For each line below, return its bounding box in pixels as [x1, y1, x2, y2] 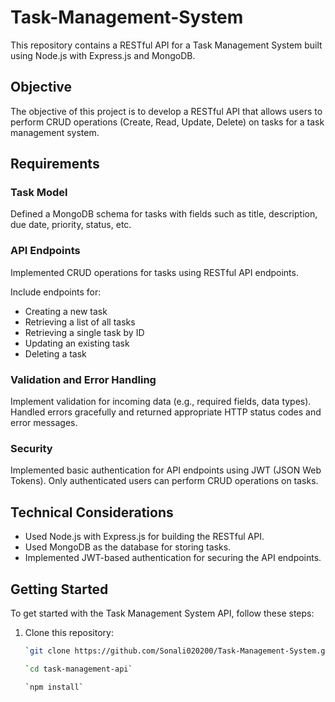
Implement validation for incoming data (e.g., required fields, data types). [10, 396, 312, 408]
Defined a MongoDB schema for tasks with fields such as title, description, [10, 208, 318, 220]
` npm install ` [24, 682, 84, 692]
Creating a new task [24, 305, 108, 317]
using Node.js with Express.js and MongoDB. [10, 49, 196, 61]
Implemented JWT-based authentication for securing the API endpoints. [24, 552, 322, 564]
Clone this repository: [24, 626, 114, 638]
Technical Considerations [10, 504, 174, 521]
